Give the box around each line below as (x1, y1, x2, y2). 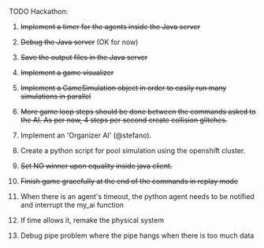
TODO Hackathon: (9, 7, 69, 16)
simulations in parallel (20, 92, 91, 101)
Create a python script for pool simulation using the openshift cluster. (20, 146, 246, 155)
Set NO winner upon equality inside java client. (20, 161, 173, 171)
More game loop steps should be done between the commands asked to (20, 107, 256, 116)
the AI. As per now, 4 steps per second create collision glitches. (20, 115, 228, 125)
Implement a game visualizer (20, 68, 114, 77)
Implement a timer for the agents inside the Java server (20, 22, 200, 31)
